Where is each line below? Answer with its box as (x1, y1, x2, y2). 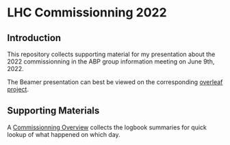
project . (7, 85, 29, 93)
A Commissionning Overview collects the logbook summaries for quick (7, 123, 207, 131)
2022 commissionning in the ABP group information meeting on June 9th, (7, 57, 215, 66)
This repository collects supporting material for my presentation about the (7, 50, 216, 58)
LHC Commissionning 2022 (7, 5, 167, 21)
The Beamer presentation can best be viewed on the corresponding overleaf (7, 78, 223, 86)
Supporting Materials (7, 105, 100, 117)
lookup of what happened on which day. (7, 130, 121, 138)
